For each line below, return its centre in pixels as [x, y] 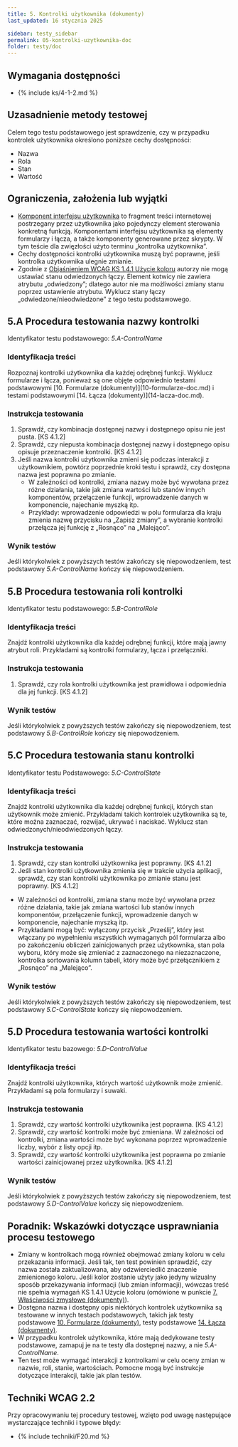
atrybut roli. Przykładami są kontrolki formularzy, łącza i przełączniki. [108, 650]
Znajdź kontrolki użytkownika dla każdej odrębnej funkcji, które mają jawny [117, 642]
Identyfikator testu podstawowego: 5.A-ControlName [85, 338]
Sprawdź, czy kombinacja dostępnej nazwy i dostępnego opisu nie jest [121, 429]
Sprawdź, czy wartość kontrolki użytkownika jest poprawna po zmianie [121, 1155]
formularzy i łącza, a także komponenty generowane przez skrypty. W [120, 239]
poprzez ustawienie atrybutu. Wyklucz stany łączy [91, 291]
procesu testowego [51, 1237]
